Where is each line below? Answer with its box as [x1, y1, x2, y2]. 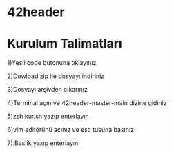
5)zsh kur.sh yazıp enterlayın [7, 112, 90, 121]
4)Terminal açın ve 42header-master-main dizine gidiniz [7, 99, 167, 107]
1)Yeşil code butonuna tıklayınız [7, 59, 97, 67]
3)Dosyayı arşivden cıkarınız [7, 86, 88, 94]
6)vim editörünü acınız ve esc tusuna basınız [7, 126, 135, 134]
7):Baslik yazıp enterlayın [7, 139, 79, 147]
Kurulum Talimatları [7, 36, 122, 52]
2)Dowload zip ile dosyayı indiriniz [7, 72, 105, 80]
